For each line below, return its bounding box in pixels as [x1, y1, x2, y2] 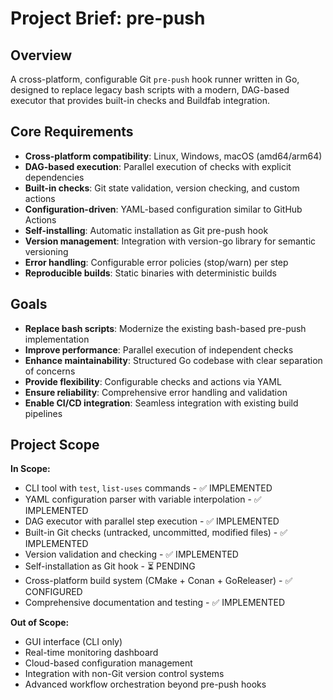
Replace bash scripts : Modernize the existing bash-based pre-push [24, 322, 307, 334]
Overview [10, 47, 73, 64]
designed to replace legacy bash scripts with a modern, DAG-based [10, 84, 290, 96]
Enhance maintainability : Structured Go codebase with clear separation [24, 354, 323, 366]
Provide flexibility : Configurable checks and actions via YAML [24, 375, 282, 387]
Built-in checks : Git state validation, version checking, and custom [24, 182, 300, 194]
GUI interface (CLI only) [24, 636, 123, 648]
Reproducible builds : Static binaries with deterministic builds [24, 267, 278, 279]
